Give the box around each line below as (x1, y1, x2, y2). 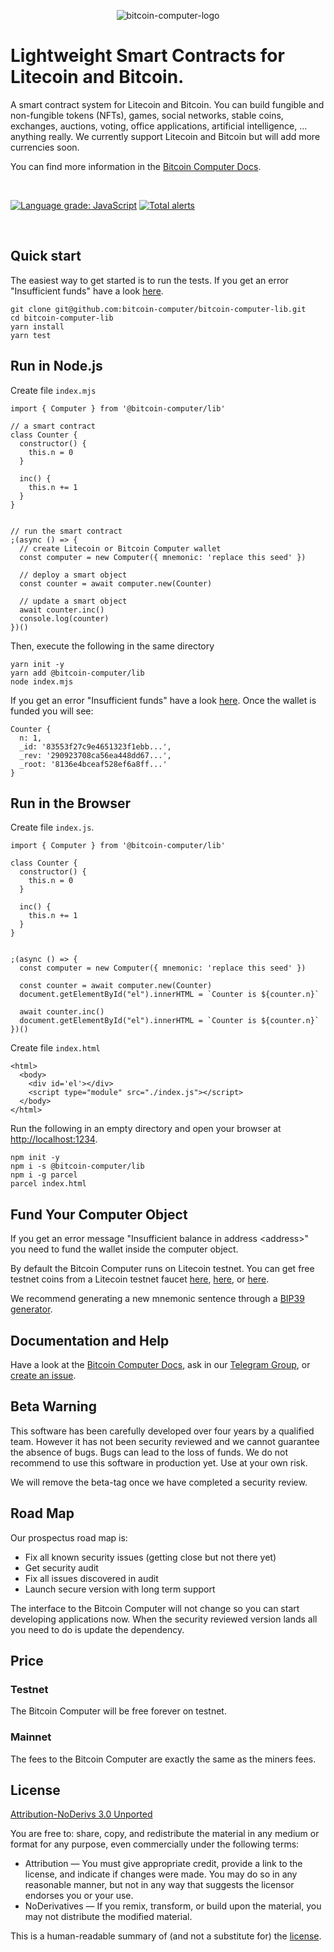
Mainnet (10, 1730, 52, 1744)
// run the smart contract (10, 526, 123, 536)
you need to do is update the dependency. (10, 1623, 185, 1635)
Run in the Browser (10, 795, 132, 812)
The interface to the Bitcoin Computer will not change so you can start (10, 1602, 300, 1614)
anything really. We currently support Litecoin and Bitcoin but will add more (10, 130, 321, 142)
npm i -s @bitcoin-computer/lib (10, 1161, 145, 1172)
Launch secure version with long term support (24, 1583, 216, 1595)
